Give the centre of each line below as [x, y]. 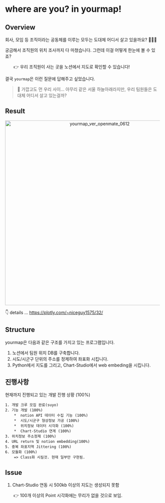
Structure [20, 330]
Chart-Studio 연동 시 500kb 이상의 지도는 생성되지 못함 [66, 485]
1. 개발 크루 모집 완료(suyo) [32, 405]
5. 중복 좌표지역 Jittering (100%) [38, 447]
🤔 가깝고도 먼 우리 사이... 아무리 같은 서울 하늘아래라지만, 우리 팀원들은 [84, 89]
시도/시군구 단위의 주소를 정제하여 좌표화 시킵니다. [60, 359]
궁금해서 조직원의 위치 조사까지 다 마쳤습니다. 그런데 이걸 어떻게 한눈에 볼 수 [78, 50]
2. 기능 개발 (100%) [24, 410]
